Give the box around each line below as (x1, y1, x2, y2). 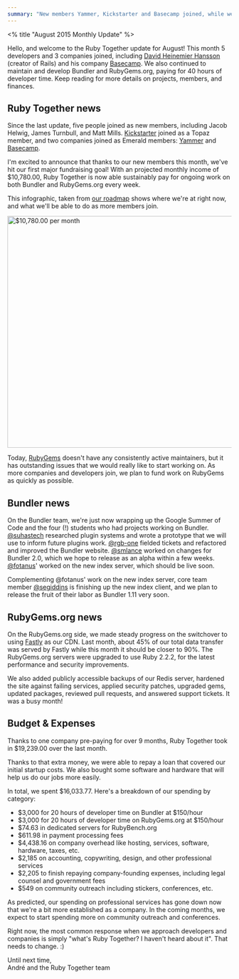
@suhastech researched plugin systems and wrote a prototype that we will (7, 531, 226, 540)
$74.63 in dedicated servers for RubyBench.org (17, 823, 158, 831)
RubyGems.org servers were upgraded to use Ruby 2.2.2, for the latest (7, 653, 216, 662)
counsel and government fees (17, 876, 106, 885)
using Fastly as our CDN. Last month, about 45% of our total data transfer (7, 637, 224, 646)
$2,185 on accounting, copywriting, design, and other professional (17, 854, 212, 862)
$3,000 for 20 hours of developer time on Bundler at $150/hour (17, 808, 203, 816)
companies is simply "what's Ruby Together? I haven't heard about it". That (7, 934, 228, 943)
